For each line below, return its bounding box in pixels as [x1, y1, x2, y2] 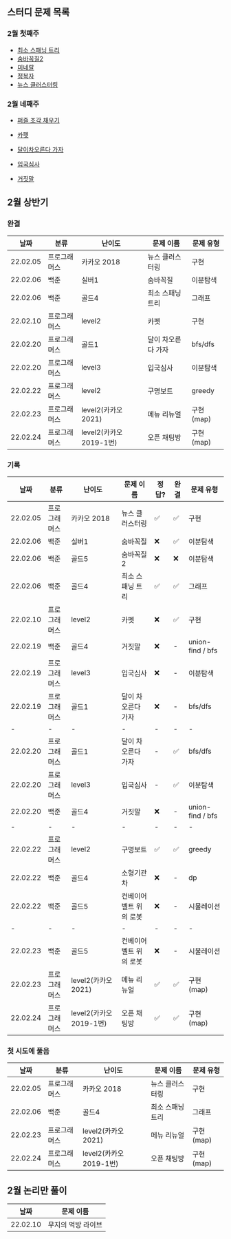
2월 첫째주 [7, 29, 40, 39]
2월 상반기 [7, 197, 49, 209]
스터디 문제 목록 [7, 6, 70, 19]
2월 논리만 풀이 [7, 1185, 67, 1196]
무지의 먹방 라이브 [47, 1220, 103, 1230]
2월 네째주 [7, 99, 40, 109]
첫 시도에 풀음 [7, 1046, 50, 1055]
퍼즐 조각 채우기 [16, 116, 60, 124]
